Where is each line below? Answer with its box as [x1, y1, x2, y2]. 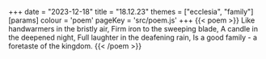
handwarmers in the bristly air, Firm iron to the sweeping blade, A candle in [8, 24, 259, 33]
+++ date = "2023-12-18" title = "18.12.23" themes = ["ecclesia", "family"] [8, 7, 254, 16]
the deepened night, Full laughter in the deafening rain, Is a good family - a [8, 32, 257, 42]
